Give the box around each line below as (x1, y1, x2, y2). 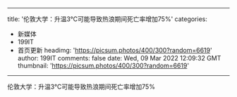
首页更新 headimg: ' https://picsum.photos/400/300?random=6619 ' (17, 46, 213, 54)
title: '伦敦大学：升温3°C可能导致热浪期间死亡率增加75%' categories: (7, 15, 208, 23)
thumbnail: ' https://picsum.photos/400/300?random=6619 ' (17, 61, 189, 70)
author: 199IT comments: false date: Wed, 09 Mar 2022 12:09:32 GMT (17, 54, 221, 62)
